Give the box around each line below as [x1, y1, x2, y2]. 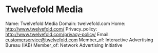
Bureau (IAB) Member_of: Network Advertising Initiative [5, 42, 123, 48]
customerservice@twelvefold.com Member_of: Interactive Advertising [5, 37, 153, 43]
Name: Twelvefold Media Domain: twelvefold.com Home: [5, 20, 126, 26]
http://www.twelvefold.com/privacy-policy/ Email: [5, 31, 110, 37]
